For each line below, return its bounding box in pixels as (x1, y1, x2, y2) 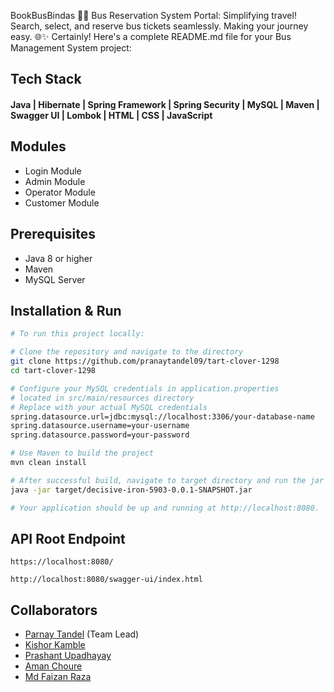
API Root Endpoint (10, 530, 126, 547)
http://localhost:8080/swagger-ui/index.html (10, 575, 203, 585)
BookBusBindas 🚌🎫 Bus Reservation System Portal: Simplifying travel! (10, 10, 297, 21)
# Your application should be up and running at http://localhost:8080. (10, 503, 320, 513)
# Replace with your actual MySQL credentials (10, 402, 208, 412)
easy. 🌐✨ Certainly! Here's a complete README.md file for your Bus (10, 31, 292, 42)
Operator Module (24, 186, 96, 198)
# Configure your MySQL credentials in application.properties (10, 383, 280, 394)
